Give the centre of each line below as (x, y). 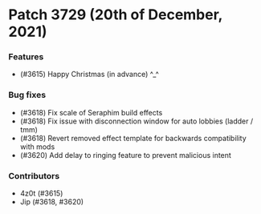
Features (26, 57)
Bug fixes (27, 95)
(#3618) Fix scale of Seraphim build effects (91, 112)
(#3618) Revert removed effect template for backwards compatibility (133, 138)
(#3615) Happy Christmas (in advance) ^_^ (89, 75)
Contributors (34, 176)
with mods (37, 147)
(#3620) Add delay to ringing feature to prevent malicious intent (125, 155)
